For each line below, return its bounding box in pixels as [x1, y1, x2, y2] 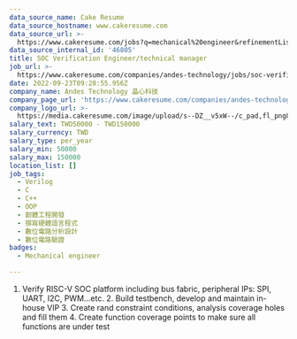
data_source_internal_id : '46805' [9, 46, 137, 55]
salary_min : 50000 [9, 144, 77, 153]
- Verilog [17, 178, 53, 187]
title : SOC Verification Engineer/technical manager [9, 54, 208, 63]
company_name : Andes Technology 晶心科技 [9, 87, 159, 96]
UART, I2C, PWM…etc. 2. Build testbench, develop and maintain [21, 293, 255, 304]
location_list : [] [9, 161, 77, 170]
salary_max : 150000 [9, 152, 81, 162]
